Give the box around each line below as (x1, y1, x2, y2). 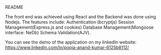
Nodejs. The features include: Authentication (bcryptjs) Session (5, 19, 135, 25)
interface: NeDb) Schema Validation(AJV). (5, 30, 91, 35)
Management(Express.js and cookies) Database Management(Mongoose (5, 24, 154, 30)
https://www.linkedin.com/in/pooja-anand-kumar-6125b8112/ (5, 45, 129, 50)
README (5, 4, 24, 10)
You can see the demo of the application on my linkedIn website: (5, 39, 137, 45)
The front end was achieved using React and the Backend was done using (5, 14, 157, 19)
